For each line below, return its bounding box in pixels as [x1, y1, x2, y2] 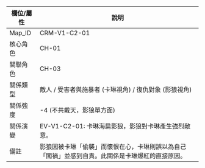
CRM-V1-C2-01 [39, 29, 90, 37]
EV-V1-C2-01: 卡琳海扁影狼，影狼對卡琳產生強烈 [39, 122, 185, 130]
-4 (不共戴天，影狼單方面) [39, 106, 116, 114]
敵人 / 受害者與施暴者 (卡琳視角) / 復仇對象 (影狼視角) [39, 85, 192, 94]
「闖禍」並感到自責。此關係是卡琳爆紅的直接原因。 [39, 152, 187, 160]
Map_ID [9, 29, 32, 37]
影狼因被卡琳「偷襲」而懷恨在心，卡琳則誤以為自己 [39, 142, 187, 151]
